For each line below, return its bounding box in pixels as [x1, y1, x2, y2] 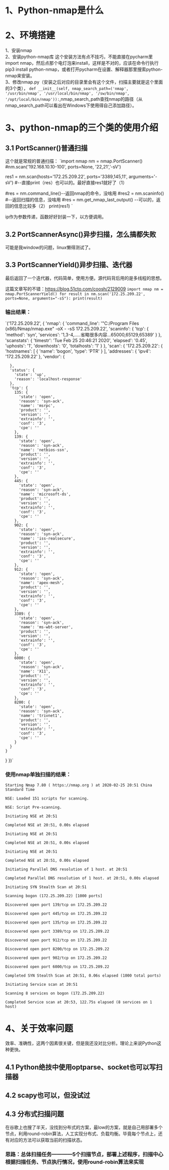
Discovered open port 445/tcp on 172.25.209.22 [5, 911, 107, 916]
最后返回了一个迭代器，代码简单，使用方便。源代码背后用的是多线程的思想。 [5, 275, 164, 281]
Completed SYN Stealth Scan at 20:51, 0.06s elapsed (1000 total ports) [5, 973, 161, 978]
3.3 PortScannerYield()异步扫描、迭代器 [5, 261, 133, 269]
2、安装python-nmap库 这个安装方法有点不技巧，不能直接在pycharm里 [5, 54, 153, 60]
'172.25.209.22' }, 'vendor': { [5, 354, 65, 360]
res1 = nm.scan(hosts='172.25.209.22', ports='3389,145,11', [5, 174, 128, 180]
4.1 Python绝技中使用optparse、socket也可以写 [5, 1063, 156, 1071]
